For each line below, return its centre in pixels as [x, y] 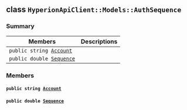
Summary [21, 26]
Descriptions [99, 42]
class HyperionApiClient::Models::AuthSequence [94, 10]
